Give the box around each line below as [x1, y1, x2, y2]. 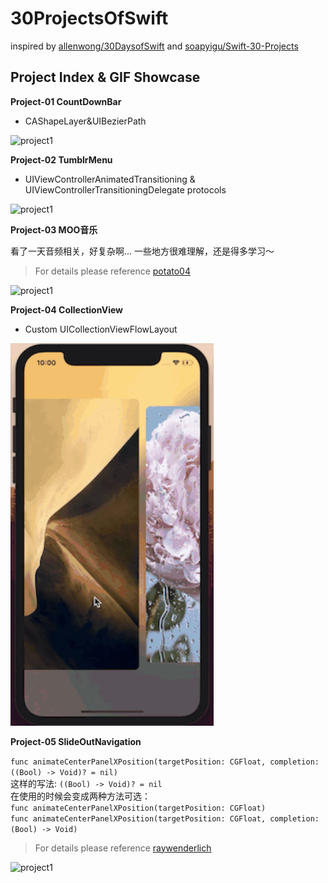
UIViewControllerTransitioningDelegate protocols [24, 183, 227, 196]
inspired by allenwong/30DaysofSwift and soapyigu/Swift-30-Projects [10, 40, 299, 52]
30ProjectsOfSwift [10, 7, 169, 30]
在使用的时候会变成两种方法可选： [10, 790, 151, 802]
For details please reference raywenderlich [34, 842, 212, 854]
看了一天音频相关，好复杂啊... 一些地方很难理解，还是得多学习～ [10, 245, 275, 257]
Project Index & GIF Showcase [10, 69, 201, 86]
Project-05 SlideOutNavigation [10, 735, 142, 747]
